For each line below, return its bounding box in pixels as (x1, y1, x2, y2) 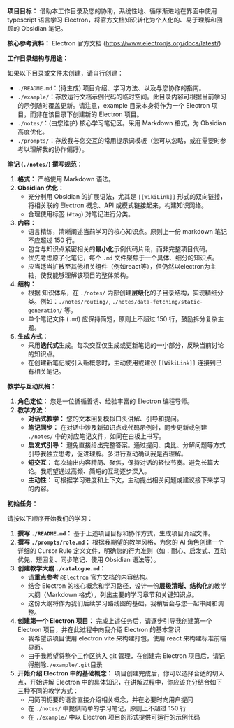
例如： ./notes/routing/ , (40, 297, 111, 305)
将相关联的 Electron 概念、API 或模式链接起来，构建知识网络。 (27, 201, 208, 209)
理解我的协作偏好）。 (29, 145, 89, 153)
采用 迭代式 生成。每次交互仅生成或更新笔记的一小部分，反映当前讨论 (27, 341, 224, 349)
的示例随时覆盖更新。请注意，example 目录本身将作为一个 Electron (17, 101, 210, 109)
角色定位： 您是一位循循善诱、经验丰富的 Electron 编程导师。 (17, 397, 193, 405)
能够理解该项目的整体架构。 (52, 271, 133, 279)
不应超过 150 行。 (27, 236, 79, 244)
